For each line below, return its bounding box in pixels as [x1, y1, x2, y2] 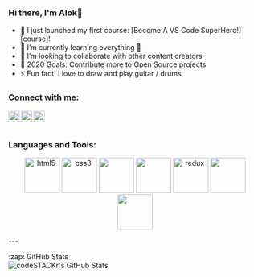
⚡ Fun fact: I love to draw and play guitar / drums [19, 68, 182, 79]
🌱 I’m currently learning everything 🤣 [19, 43, 142, 52]
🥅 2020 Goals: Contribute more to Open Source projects [19, 60, 207, 69]
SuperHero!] [200, 26, 242, 35]
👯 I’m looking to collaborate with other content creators [19, 52, 203, 61]
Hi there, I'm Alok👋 [8, 7, 83, 19]
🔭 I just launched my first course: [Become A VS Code [19, 26, 199, 35]
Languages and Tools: [8, 138, 96, 150]
